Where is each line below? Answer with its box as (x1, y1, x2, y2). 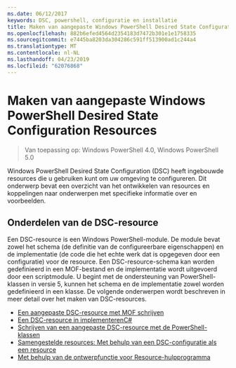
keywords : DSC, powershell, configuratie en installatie (7, 17, 178, 24)
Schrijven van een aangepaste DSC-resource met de (17, 323, 171, 332)
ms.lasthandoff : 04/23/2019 (7, 56, 90, 63)
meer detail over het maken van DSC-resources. (7, 295, 147, 304)
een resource (17, 346, 56, 354)
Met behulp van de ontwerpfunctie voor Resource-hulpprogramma (17, 353, 211, 362)
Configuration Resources (7, 122, 157, 138)
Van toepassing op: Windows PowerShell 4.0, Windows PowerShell (24, 145, 219, 154)
